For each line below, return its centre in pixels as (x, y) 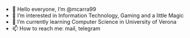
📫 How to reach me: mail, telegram (56, 28)
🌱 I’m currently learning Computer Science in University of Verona (94, 22)
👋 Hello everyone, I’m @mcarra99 (54, 9)
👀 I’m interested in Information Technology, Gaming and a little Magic (98, 15)
